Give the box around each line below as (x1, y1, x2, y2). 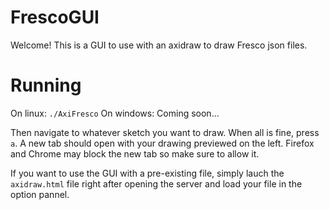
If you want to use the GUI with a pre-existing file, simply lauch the (10, 167, 285, 179)
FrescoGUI (10, 6, 100, 29)
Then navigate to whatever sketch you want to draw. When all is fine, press (10, 126, 320, 138)
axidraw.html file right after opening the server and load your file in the (10, 177, 303, 190)
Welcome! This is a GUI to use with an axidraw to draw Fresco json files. (10, 39, 308, 51)
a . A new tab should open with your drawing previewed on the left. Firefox (10, 137, 315, 149)
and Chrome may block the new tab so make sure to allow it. (10, 147, 260, 160)
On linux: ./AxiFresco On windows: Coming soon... (10, 107, 220, 119)
